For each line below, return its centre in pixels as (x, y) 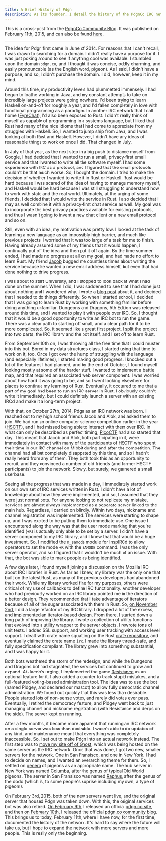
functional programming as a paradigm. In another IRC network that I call (79, 110)
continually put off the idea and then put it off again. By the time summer (79, 250)
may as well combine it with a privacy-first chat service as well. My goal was (83, 204)
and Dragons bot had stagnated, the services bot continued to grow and (79, 666)
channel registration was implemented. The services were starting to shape (82, 515)
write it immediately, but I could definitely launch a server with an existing (80, 396)
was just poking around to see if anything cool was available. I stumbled (78, 58)
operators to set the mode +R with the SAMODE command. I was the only (77, 547)
